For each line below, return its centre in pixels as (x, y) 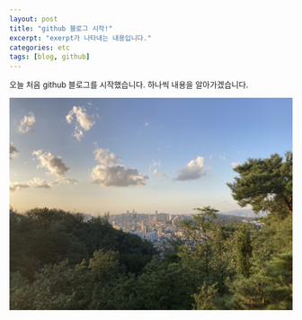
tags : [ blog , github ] (50, 57)
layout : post (34, 19)
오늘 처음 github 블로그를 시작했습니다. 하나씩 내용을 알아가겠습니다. (129, 84)
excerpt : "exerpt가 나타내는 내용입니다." (80, 38)
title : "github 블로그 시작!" (61, 28)
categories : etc (40, 48)
